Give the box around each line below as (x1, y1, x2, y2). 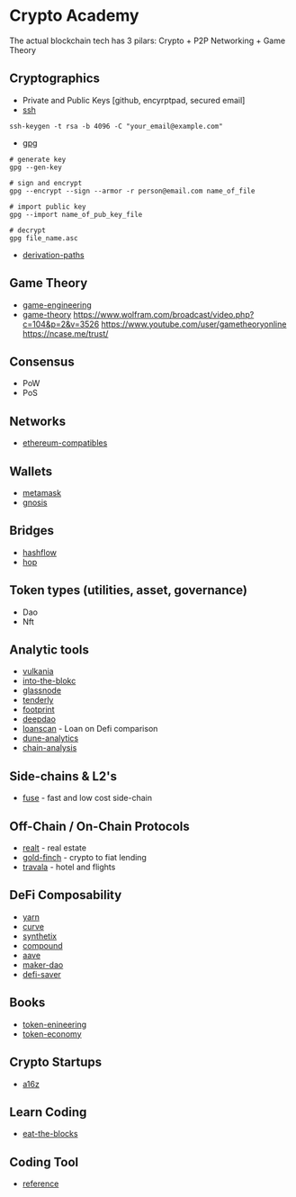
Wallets (9, 463, 52, 479)
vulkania (22, 666, 54, 677)
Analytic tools (9, 643, 90, 658)
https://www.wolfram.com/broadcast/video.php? (73, 309, 255, 319)
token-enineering (22, 1019, 87, 1030)
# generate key (9, 155, 67, 164)
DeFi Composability (9, 887, 122, 903)
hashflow (22, 546, 57, 558)
